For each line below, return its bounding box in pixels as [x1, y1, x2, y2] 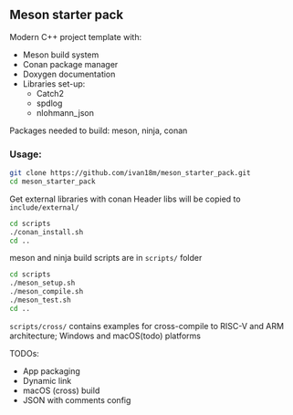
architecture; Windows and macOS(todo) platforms [9, 330, 201, 341]
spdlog [36, 98, 63, 109]
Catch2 [36, 88, 64, 99]
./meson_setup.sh [9, 278, 76, 288]
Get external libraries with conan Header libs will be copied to [9, 193, 241, 204]
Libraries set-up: [22, 78, 86, 89]
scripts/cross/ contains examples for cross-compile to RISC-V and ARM [9, 320, 285, 331]
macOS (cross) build [22, 385, 100, 396]
